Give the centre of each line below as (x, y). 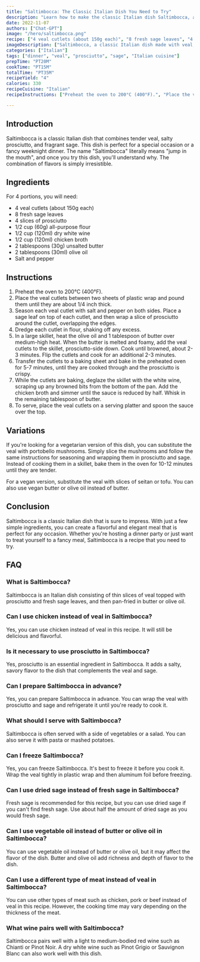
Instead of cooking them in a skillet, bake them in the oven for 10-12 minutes (99, 464)
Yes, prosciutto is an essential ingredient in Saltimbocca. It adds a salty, (94, 665)
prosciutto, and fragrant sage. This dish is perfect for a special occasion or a (100, 145)
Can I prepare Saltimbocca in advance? (64, 686)
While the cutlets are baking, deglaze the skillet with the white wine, (98, 380)
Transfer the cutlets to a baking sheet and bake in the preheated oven (100, 361)
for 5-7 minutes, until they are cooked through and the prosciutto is (97, 368)
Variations (26, 430)
